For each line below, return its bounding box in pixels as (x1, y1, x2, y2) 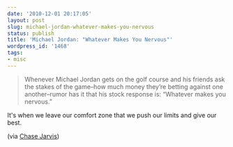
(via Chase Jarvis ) (7, 132, 60, 140)
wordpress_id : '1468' (7, 43, 70, 50)
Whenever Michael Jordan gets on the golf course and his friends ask (24, 75, 225, 83)
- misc (7, 56, 27, 63)
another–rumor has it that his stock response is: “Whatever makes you (24, 90, 227, 98)
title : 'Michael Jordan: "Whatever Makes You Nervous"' (7, 36, 173, 43)
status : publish (7, 29, 54, 37)
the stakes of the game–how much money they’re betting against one (24, 82, 223, 91)
